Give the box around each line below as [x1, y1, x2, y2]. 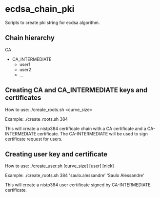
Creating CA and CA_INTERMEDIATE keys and [5, 86, 148, 94]
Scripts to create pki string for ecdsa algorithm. [5, 20, 100, 25]
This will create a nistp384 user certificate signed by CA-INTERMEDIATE [5, 182, 151, 188]
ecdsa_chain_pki [5, 3, 75, 15]
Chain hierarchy [5, 34, 55, 42]
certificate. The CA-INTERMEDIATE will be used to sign [37, 131, 148, 136]
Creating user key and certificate [5, 150, 108, 158]
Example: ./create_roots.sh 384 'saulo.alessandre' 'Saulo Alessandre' [5, 173, 145, 178]
